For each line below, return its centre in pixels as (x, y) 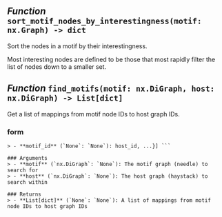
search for (23, 170)
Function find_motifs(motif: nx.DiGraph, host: (111, 89)
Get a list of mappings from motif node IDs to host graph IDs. (94, 114)
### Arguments (28, 158)
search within (28, 182)
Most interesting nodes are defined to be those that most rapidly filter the (111, 59)
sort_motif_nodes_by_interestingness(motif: (104, 21)
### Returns (24, 194)
